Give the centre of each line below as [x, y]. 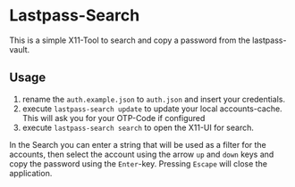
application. [31, 173]
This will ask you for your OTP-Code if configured [114, 118]
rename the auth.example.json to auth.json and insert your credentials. [154, 99]
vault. [20, 49]
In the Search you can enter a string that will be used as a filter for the [138, 144]
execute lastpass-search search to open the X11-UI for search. [138, 127]
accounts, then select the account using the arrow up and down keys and [142, 154]
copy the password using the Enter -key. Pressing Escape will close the [139, 163]
